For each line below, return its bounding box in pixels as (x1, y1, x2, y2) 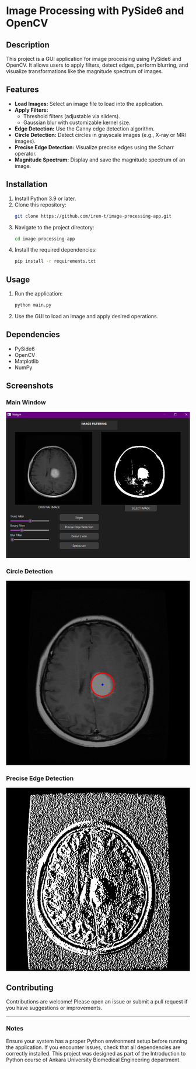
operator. (14, 150, 37, 157)
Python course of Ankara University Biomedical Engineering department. (6, 1056, 181, 1063)
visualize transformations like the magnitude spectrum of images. (6, 68, 163, 74)
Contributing (6, 982, 54, 992)
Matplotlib (14, 358, 39, 365)
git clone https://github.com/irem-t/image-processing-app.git (14, 213, 172, 219)
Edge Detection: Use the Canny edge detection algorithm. (14, 125, 155, 132)
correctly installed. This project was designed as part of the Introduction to (6, 1050, 186, 1057)
